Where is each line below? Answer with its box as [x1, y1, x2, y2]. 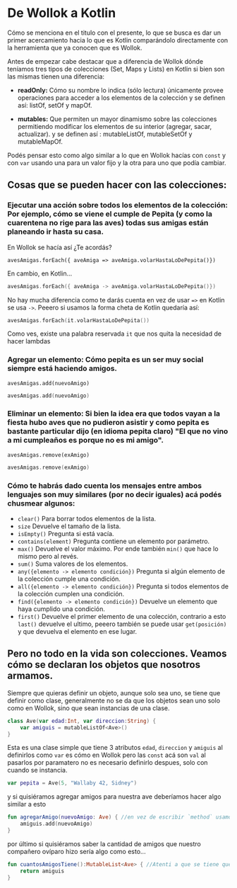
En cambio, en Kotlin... [7, 269, 73, 278]
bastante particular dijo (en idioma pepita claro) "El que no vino [7, 426, 229, 436]
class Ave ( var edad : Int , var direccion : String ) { [7, 717, 157, 724]
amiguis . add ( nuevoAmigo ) [20, 820, 93, 828]
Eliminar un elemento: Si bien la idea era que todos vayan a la [7, 409, 221, 419]
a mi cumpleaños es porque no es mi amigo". [7, 436, 164, 445]
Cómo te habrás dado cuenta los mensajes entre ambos [7, 480, 202, 490]
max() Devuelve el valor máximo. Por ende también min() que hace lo [17, 545, 219, 553]
